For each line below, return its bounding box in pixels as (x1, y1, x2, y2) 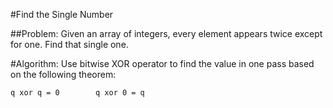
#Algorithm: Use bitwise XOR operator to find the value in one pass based (10, 58, 315, 69)
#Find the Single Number (10, 9, 114, 20)
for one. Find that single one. (10, 39, 129, 50)
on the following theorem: (10, 69, 117, 80)
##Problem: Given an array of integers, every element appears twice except (10, 28, 323, 39)
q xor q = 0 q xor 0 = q (10, 88, 145, 98)
